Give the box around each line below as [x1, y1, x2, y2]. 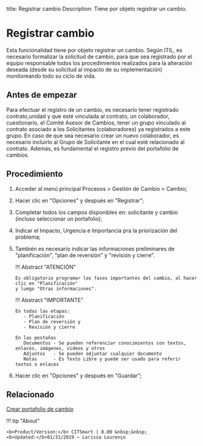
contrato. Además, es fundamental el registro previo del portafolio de [6, 145, 179, 152]
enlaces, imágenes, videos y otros [15, 345, 105, 351]
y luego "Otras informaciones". [15, 286, 97, 292]
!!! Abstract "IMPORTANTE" [15, 296, 84, 303]
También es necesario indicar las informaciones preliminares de [15, 245, 175, 252]
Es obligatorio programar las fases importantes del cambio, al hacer [15, 275, 198, 281]
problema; [15, 233, 41, 241]
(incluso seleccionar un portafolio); [15, 215, 103, 222]
